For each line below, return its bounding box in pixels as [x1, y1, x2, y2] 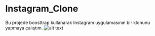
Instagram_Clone [5, 3, 79, 14]
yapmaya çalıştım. [5, 24, 43, 30]
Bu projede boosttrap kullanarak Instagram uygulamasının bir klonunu [5, 19, 150, 25]
